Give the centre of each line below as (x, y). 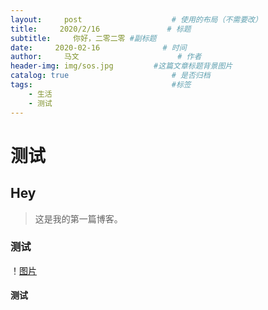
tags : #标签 (101, 85)
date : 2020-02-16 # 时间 (98, 47)
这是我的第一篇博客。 (78, 218)
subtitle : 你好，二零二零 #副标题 (83, 38)
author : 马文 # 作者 (106, 57)
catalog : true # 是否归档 (110, 76)
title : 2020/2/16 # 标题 (101, 29)
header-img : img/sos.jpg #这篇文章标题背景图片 (121, 66)
